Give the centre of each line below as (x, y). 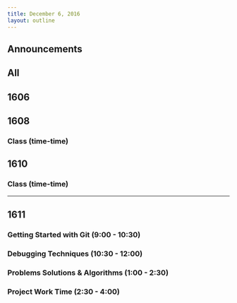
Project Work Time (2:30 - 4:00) (63, 292)
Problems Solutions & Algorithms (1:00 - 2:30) (88, 273)
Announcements (45, 49)
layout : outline (31, 20)
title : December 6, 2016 (44, 14)
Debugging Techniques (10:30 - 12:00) (75, 254)
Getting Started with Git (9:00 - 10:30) (74, 234)
